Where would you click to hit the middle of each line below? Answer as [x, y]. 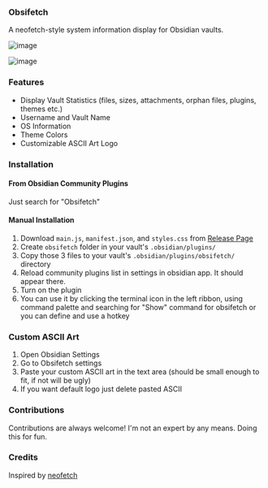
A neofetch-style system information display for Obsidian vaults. [116, 30]
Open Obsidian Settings [60, 355]
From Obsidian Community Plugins [68, 184]
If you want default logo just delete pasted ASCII [101, 389]
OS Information [45, 126]
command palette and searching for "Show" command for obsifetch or [138, 307]
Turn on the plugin [51, 290]
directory [35, 264]
